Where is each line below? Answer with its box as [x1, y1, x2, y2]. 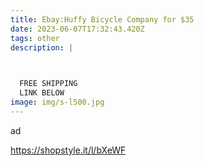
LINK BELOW [19, 88, 65, 98]
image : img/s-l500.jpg [10, 97, 105, 107]
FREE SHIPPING [19, 79, 78, 89]
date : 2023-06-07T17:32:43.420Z [10, 24, 145, 34]
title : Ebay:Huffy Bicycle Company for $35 [10, 14, 195, 25]
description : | [10, 42, 74, 53]
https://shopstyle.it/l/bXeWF [10, 144, 127, 156]
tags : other [10, 33, 60, 43]
